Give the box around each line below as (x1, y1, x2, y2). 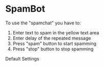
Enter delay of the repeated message (12, 35, 91, 41)
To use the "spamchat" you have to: (5, 20, 81, 26)
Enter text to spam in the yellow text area (12, 29, 99, 36)
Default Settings (5, 55, 39, 61)
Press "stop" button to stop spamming (12, 46, 94, 52)
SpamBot (5, 3, 46, 15)
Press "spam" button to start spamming (12, 40, 96, 46)
